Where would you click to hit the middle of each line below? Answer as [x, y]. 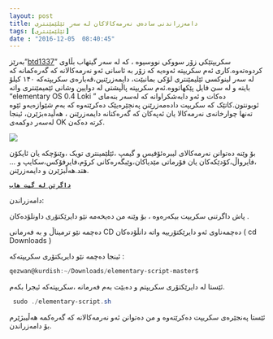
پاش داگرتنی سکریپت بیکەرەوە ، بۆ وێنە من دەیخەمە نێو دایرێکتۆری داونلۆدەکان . [129, 216]
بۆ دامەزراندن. [30, 326]
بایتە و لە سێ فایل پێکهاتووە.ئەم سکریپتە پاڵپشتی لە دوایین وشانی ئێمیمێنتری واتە [130, 88]
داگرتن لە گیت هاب [40, 185]
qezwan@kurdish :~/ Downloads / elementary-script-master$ [104, 272]
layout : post [31, 16]
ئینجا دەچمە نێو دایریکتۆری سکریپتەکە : [67, 256]
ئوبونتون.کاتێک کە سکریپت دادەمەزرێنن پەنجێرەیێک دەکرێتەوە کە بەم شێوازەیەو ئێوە [134, 105]
